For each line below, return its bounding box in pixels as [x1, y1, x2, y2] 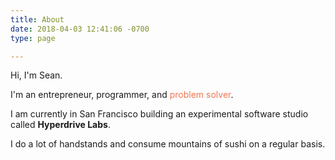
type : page [10, 33, 56, 43]
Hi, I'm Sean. [10, 69, 63, 81]
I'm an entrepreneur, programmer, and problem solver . [10, 89, 234, 101]
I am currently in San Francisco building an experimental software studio [10, 108, 309, 120]
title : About [10, 14, 65, 25]
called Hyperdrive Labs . [10, 119, 111, 131]
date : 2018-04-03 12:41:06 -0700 [10, 24, 150, 34]
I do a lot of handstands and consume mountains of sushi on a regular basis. [10, 138, 326, 150]
